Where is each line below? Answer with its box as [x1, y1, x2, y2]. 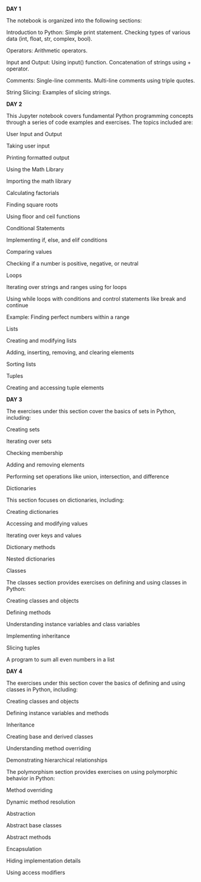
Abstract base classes [6, 822, 62, 829]
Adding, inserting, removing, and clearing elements [6, 349, 135, 356]
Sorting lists [6, 361, 36, 367]
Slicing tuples [6, 644, 41, 651]
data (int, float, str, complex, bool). [6, 35, 93, 42]
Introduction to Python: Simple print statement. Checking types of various [6, 29, 191, 36]
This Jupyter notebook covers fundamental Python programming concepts [6, 112, 194, 119]
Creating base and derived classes [6, 733, 94, 740]
